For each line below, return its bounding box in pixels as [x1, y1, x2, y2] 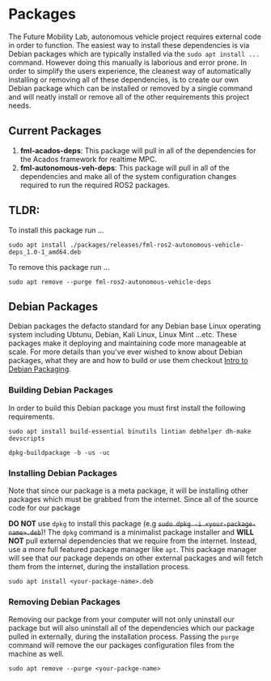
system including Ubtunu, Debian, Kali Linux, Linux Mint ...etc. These [8, 330, 237, 340]
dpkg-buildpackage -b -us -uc [8, 448, 111, 456]
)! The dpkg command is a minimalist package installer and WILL [40, 527, 255, 537]
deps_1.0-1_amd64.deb [8, 248, 82, 256]
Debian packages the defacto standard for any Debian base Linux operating [8, 321, 261, 331]
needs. [8, 101, 32, 110]
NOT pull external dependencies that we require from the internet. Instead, [8, 536, 257, 546]
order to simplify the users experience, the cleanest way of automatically [8, 66, 252, 75]
